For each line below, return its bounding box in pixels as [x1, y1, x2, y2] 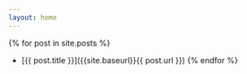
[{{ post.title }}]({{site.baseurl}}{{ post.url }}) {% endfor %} [21, 54, 239, 65]
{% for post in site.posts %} [8, 37, 111, 48]
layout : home [8, 12, 57, 22]
